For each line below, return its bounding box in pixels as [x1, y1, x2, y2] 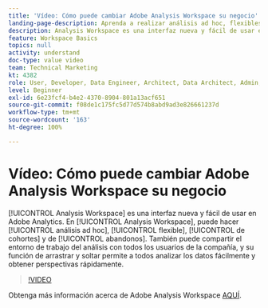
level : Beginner [8, 86, 62, 94]
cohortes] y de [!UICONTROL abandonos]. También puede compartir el [8, 234, 242, 243]
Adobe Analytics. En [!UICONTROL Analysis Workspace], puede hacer [8, 217, 239, 226]
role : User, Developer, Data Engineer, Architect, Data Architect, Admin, [8, 78, 262, 86]
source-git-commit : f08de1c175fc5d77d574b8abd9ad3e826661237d [8, 101, 219, 109]
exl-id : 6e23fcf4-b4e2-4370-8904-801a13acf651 [8, 94, 166, 102]
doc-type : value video [8, 57, 84, 65]
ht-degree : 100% [8, 123, 62, 131]
